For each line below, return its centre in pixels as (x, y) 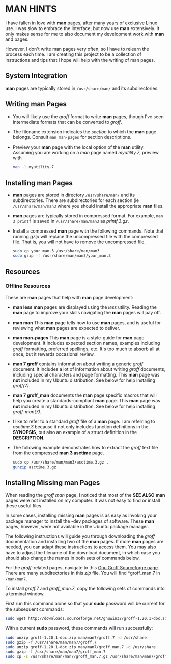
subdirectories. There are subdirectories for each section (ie (76, 200)
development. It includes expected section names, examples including (86, 343)
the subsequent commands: (35, 609)
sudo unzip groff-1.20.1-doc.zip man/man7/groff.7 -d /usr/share (76, 638)
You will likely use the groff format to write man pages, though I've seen (88, 116)
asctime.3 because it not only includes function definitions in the (80, 427)
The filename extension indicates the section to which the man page (84, 132)
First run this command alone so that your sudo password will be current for (85, 604)
